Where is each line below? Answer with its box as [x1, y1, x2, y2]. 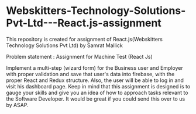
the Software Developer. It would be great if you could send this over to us [6, 95, 185, 102]
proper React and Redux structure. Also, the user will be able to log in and [6, 77, 184, 84]
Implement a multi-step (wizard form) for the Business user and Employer [6, 64, 183, 71]
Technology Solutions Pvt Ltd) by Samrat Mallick [6, 42, 123, 49]
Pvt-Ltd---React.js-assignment [6, 16, 162, 30]
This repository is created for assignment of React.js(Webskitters [6, 35, 163, 42]
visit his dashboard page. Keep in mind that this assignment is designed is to [6, 83, 191, 90]
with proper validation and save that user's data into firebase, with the [6, 70, 175, 77]
